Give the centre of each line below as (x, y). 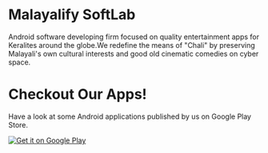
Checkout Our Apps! (78, 94)
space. (20, 62)
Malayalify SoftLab (72, 15)
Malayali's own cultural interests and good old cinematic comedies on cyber (134, 53)
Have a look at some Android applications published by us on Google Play (130, 116)
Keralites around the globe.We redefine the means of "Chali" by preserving (132, 45)
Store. (18, 124)
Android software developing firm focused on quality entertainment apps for (134, 37)
